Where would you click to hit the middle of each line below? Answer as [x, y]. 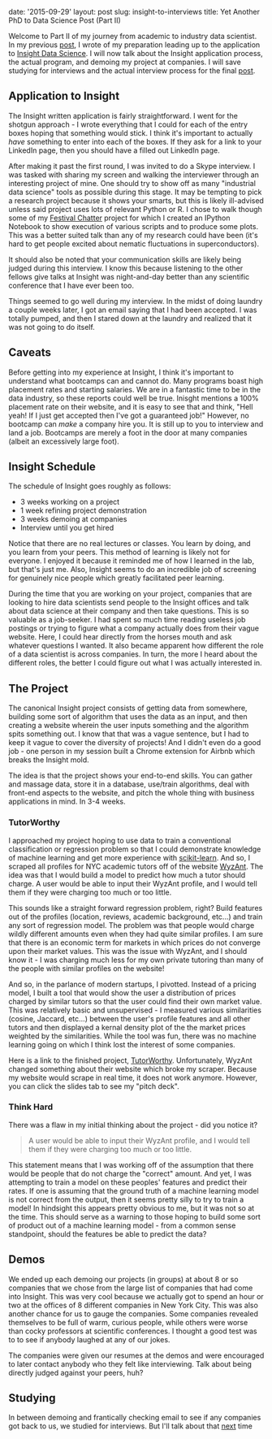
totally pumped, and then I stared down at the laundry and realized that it [130, 318]
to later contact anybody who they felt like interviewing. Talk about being [130, 1363]
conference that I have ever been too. [71, 285]
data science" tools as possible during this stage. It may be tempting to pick [135, 192]
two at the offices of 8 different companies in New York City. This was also [133, 1305]
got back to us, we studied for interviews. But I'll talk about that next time [131, 1426]
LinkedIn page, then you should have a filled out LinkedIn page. [114, 150]
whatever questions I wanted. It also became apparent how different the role [136, 646]
